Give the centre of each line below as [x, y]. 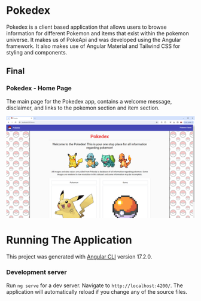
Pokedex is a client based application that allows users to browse [86, 27]
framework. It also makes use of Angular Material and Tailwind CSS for [93, 46]
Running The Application [69, 240]
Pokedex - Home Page [39, 89]
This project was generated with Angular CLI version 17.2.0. [79, 257]
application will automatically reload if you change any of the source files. [97, 291]
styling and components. [37, 52]
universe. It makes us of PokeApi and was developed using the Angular [94, 39]
